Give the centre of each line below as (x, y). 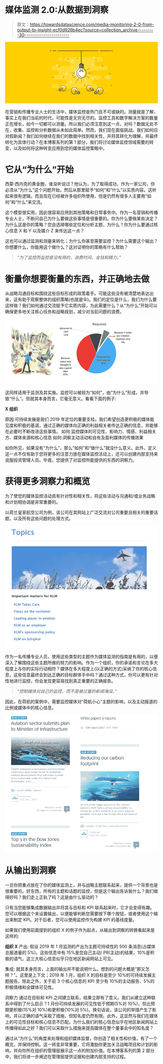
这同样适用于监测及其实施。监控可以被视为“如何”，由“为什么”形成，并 (75, 392)
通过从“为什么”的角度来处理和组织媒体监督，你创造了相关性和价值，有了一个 (81, 1038)
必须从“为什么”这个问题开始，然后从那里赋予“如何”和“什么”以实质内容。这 (79, 190)
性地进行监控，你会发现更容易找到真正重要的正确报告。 (60, 681)
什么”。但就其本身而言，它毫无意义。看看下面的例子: (64, 398)
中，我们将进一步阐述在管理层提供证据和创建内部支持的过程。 (67, 1056)
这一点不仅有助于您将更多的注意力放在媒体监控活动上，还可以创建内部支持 (79, 454)
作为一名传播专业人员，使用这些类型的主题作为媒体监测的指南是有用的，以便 (81, 657)
